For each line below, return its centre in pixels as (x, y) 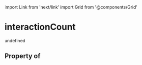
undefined (15, 40)
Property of (23, 56)
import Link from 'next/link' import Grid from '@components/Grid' (71, 7)
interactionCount (40, 27)
